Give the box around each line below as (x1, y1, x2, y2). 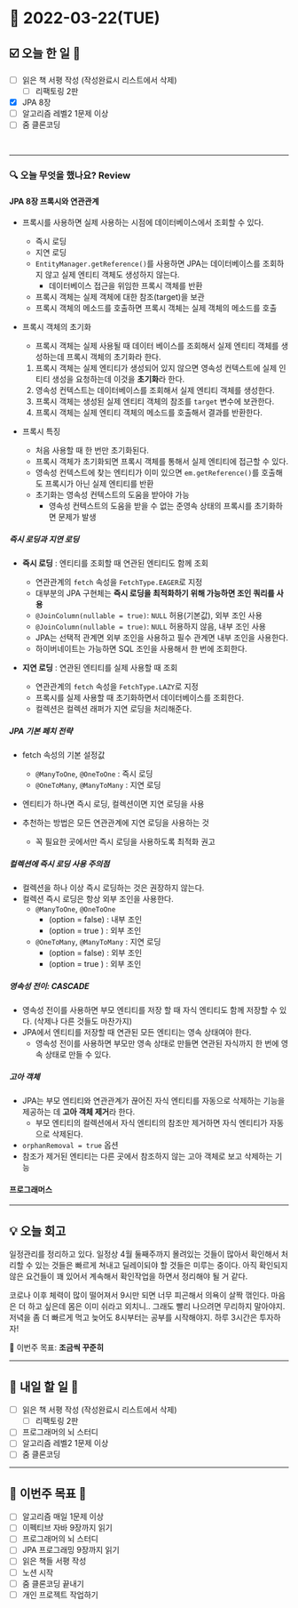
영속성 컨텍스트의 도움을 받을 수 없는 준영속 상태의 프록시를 (48, 501, 253, 511)
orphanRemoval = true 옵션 (21, 1140, 119, 1151)
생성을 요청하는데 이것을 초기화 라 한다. (51, 374, 185, 385)
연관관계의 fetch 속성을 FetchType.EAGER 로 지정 (35, 577, 203, 588)
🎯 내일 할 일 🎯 (9, 1379, 79, 1395)
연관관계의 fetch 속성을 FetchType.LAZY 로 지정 (35, 681, 200, 692)
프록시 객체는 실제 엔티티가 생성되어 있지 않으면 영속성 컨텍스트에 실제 (35, 363, 278, 374)
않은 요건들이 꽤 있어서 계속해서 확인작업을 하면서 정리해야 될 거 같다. (9, 1271, 248, 1282)
